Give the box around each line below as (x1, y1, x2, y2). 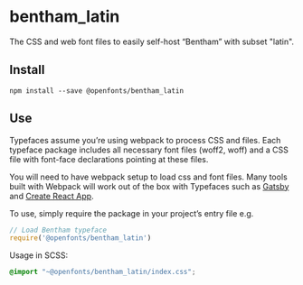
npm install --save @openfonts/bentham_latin (9, 86, 184, 96)
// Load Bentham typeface (9, 225, 107, 234)
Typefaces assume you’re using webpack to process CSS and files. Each (9, 134, 281, 145)
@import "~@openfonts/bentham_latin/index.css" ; (9, 268, 196, 277)
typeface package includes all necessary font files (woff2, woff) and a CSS (9, 144, 289, 155)
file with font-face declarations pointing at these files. (9, 153, 209, 164)
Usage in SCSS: (9, 250, 69, 261)
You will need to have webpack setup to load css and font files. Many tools (9, 171, 288, 182)
